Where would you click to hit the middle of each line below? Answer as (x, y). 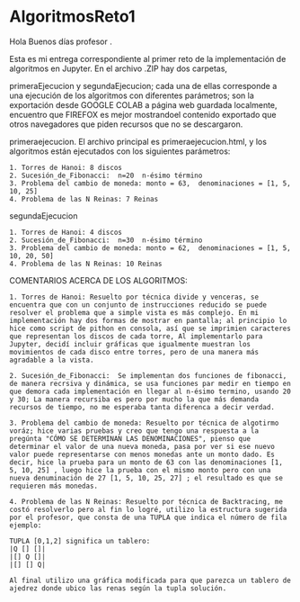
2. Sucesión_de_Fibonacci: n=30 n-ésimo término (106, 240)
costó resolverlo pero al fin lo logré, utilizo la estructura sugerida (148, 509)
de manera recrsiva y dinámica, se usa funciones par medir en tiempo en (150, 383)
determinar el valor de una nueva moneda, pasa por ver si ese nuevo (142, 446)
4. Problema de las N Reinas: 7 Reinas (84, 199)
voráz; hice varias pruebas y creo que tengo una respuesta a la (134, 431)
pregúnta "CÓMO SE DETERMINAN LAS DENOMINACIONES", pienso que (130, 438)
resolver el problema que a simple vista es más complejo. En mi (134, 312)
